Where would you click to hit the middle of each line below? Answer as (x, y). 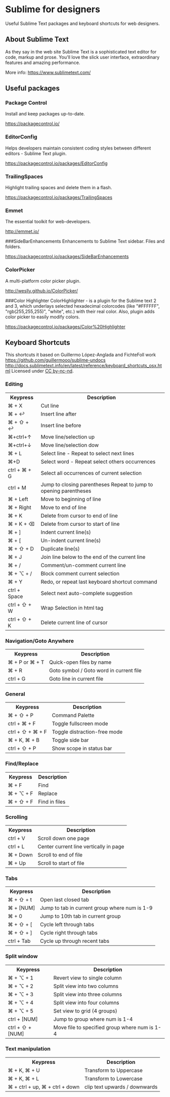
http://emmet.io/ (22, 231)
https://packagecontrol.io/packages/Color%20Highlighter (65, 327)
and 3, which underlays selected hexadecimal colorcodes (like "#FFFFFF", (83, 306)
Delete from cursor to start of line (80, 524)
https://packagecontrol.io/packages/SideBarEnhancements (67, 257)
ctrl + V (16, 838)
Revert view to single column (88, 977)
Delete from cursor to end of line (79, 516)
